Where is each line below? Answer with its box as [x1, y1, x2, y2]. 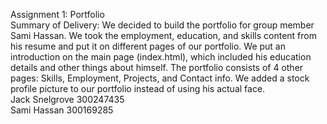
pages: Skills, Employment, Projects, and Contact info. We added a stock [10, 72, 310, 84]
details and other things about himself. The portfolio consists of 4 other [10, 62, 304, 73]
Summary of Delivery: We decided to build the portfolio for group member [10, 19, 315, 31]
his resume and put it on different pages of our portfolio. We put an [10, 40, 287, 52]
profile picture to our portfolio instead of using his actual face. [10, 83, 266, 94]
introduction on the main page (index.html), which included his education [10, 51, 312, 63]
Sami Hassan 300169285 [10, 104, 114, 116]
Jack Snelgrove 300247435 [10, 94, 125, 105]
